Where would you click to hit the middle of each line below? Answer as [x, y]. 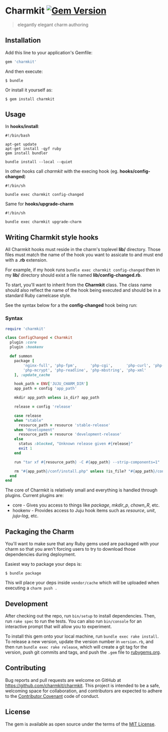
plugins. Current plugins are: [34, 496]
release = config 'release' [43, 407]
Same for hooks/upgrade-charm [39, 204]
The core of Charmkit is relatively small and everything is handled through [81, 490]
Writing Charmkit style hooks [52, 237]
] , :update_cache [32, 375]
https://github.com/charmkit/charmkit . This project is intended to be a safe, [83, 685]
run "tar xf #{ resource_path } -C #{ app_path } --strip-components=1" [87, 462]
